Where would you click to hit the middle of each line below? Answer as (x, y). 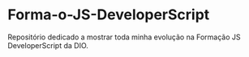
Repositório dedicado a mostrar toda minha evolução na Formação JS (124, 37)
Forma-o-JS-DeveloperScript (109, 15)
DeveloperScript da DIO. (48, 45)
